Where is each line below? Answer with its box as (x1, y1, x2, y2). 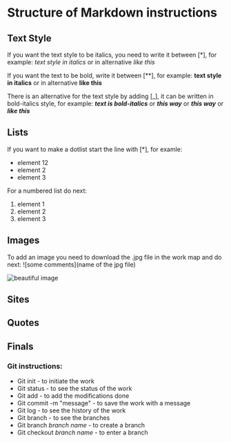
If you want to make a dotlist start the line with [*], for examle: (7, 145, 183, 153)
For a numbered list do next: (7, 186, 88, 195)
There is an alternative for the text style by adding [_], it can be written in (7, 92, 214, 100)
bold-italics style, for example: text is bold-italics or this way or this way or (7, 99, 224, 108)
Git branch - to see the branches (17, 414, 110, 422)
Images (7, 235, 40, 247)
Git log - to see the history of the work (17, 406, 126, 415)
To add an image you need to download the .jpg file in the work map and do (7, 253, 222, 261)
